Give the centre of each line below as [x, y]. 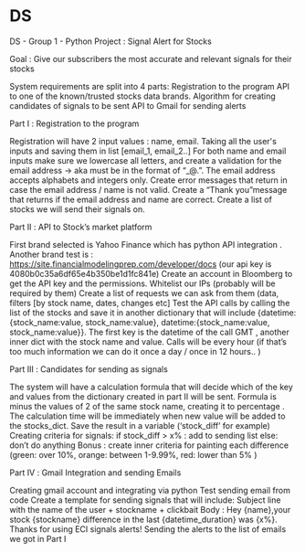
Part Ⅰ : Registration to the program [74, 123]
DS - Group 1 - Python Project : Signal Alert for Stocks [110, 41]
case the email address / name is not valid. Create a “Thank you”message [148, 189]
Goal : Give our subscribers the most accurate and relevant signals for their [151, 58]
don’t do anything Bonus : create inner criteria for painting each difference [149, 445]
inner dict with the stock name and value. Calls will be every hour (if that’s [148, 341]
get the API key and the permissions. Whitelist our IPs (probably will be [142, 283]
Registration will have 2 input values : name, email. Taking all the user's [143, 141]
